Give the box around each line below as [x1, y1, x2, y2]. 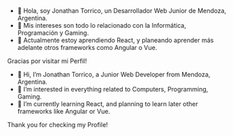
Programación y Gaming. [17, 28, 89, 37]
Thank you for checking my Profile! [7, 121, 108, 128]
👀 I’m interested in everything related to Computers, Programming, [17, 85, 209, 93]
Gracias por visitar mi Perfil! [7, 57, 87, 65]
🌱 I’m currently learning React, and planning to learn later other [17, 100, 199, 108]
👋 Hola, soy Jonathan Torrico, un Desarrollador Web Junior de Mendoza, [17, 7, 227, 15]
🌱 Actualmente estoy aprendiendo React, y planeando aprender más [17, 36, 214, 44]
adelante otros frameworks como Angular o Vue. [17, 44, 158, 51]
